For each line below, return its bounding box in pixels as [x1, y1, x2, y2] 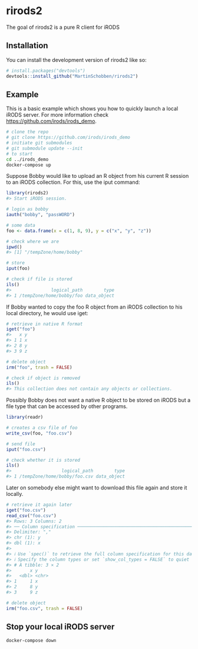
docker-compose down [6, 637, 57, 643]
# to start [6, 151, 33, 157]
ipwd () [6, 244, 22, 250]
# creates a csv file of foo [6, 425, 78, 431]
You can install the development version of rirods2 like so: [6, 56, 147, 63]
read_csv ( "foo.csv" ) [6, 512, 57, 519]
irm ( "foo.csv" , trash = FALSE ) [6, 605, 83, 611]
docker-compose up [6, 162, 51, 168]
